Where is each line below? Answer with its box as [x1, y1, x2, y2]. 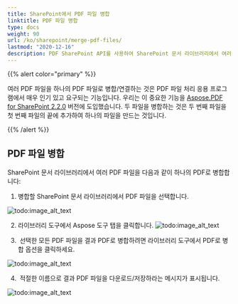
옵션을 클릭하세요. [25, 245, 75, 253]
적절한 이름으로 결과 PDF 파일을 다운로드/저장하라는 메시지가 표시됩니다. [19, 273, 220, 282]
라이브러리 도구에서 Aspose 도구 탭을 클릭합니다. [17, 221, 154, 229]
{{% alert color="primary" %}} [7, 69, 97, 78]
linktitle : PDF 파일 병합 [7, 17, 78, 24]
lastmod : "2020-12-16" [7, 43, 75, 51]
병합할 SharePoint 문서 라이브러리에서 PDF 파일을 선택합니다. [17, 192, 190, 200]
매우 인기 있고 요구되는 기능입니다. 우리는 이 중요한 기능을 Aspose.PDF [26, 93, 223, 102]
